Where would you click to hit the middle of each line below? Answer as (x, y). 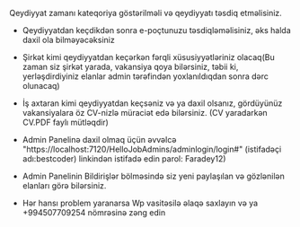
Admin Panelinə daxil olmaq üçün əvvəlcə (99, 140)
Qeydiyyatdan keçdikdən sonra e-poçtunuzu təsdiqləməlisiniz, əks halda (156, 30)
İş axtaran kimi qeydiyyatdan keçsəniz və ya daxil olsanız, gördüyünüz (152, 103)
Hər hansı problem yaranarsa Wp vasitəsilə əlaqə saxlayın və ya (140, 203)
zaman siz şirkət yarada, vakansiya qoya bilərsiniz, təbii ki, (130, 67)
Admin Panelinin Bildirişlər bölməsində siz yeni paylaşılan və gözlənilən (153, 176)
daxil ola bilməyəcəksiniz (68, 40)
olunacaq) (41, 86)
